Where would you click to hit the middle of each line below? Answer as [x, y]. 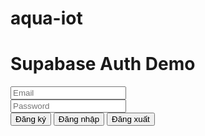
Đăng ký [31, 119]
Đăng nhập [79, 119]
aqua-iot [46, 18]
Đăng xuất [130, 119]
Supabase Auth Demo [103, 64]
